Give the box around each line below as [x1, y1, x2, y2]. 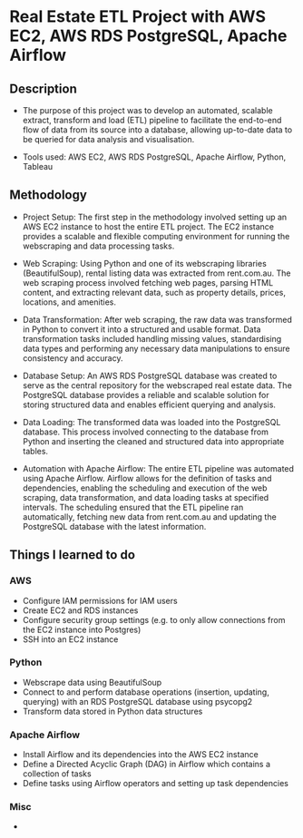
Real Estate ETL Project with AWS [9, 6, 266, 27]
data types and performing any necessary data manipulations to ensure [22, 343, 290, 354]
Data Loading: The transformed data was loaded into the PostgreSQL [22, 416, 281, 427]
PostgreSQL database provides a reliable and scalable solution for [22, 389, 269, 400]
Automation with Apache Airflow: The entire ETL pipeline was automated [22, 463, 295, 473]
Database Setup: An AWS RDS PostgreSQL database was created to [22, 370, 278, 381]
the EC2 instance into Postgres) [22, 624, 142, 635]
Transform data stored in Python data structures [22, 706, 203, 716]
